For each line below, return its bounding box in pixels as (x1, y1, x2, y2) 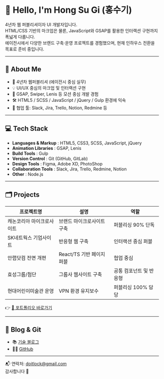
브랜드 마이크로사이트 (59, 218, 105, 225)
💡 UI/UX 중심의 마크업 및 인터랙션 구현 (12, 85, 86, 91)
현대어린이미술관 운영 (7, 287, 54, 294)
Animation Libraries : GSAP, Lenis (12, 145, 82, 151)
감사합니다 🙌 (5, 368, 29, 375)
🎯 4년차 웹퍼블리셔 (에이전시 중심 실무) (12, 79, 86, 85)
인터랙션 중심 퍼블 (114, 238, 153, 245)
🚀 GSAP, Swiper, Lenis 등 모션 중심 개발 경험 (12, 91, 99, 97)
